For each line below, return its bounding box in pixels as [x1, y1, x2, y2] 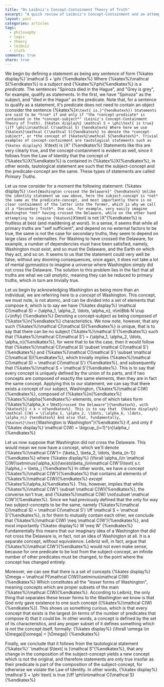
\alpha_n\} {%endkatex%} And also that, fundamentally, [5, 415, 121, 420]
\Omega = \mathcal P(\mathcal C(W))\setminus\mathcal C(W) [5, 574, 129, 580]
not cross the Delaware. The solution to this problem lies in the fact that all [5, 267, 155, 273]
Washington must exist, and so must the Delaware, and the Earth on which [5, 246, 155, 252]
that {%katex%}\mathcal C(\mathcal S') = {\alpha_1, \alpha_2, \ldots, [5, 334, 143, 340]
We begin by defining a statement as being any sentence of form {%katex [5, 71, 154, 76]
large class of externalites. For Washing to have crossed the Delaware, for [5, 236, 154, 242]
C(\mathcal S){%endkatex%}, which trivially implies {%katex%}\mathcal [5, 355, 150, 361]
